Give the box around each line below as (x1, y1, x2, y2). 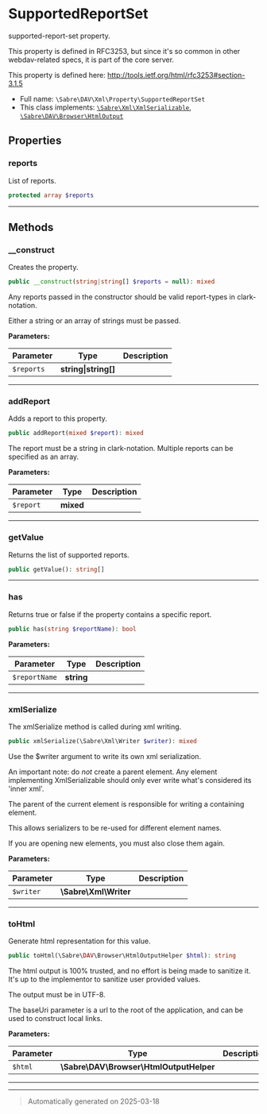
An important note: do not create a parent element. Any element (8, 767, 218, 777)
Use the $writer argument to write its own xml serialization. (8, 751, 201, 761)
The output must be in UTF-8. (8, 989, 106, 999)
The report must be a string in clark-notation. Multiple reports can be (8, 444, 234, 453)
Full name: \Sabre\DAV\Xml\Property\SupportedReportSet (19, 94, 205, 103)
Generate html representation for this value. (8, 936, 151, 946)
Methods (8, 220, 54, 234)
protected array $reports (8, 191, 94, 199)
